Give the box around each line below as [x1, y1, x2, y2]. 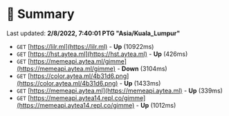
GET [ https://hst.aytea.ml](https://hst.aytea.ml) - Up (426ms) [16, 50, 188, 58]
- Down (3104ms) [116, 64, 167, 72]
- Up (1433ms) [119, 79, 161, 87]
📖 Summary [6, 6, 75, 22]
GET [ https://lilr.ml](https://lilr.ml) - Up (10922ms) [16, 42, 154, 50]
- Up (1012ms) [136, 101, 176, 109]
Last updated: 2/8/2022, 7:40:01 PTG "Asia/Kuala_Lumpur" [6, 29, 181, 37]
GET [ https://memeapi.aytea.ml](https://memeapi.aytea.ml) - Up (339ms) [16, 86, 223, 95]
